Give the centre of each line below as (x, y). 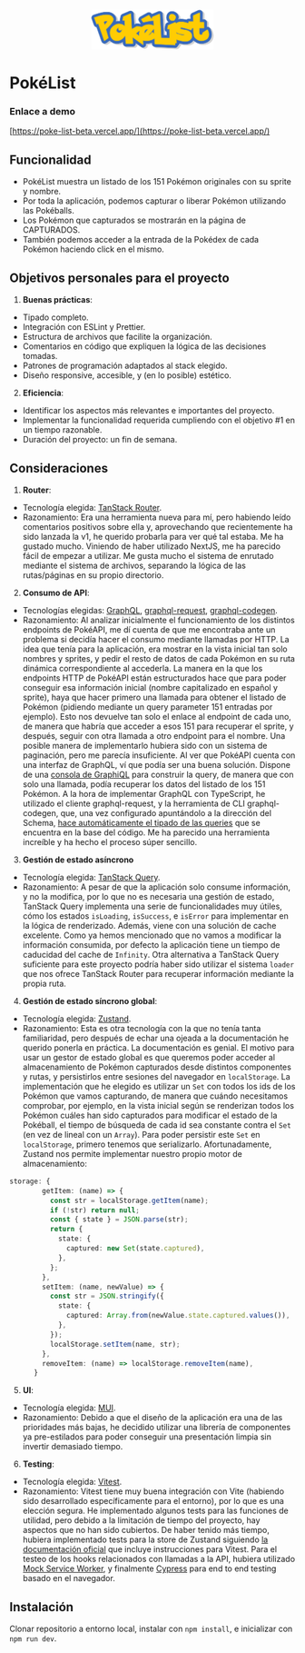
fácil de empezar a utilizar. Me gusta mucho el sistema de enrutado (148, 555)
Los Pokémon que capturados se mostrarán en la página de (134, 220)
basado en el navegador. (69, 1578)
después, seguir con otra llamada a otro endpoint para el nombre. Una (154, 735)
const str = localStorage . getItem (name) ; (129, 1200)
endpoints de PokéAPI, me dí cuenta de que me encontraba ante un (149, 629)
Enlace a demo (42, 112)
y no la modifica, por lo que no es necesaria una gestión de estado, (148, 896)
